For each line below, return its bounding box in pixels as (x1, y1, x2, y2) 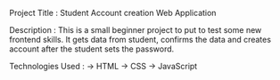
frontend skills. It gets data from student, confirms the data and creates (9, 35, 272, 44)
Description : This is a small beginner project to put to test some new (9, 25, 262, 35)
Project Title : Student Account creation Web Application (9, 8, 217, 18)
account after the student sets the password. (9, 44, 175, 54)
